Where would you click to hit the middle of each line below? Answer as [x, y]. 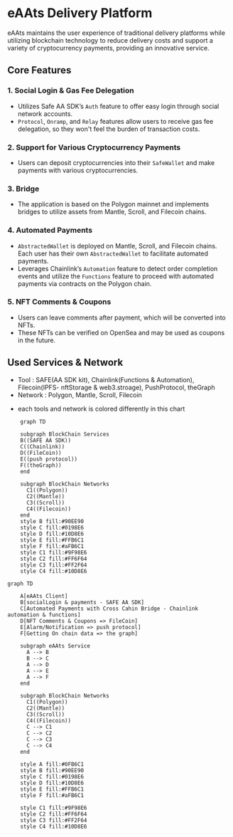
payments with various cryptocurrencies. [78, 170]
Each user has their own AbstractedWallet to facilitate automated [113, 253]
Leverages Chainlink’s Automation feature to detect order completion [118, 268]
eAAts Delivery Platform [80, 13]
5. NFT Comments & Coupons [59, 302]
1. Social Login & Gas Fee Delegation [71, 90]
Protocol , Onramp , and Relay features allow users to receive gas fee [115, 121]
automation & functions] [44, 615]
